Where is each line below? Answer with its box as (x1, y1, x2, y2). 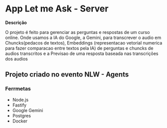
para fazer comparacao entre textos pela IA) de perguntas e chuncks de (5, 45, 154, 51)
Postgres (12, 112, 31, 118)
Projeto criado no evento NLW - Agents (5, 70, 129, 79)
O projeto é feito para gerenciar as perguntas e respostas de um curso (5, 29, 150, 35)
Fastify (12, 102, 26, 108)
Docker (12, 118, 28, 124)
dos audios (5, 55, 28, 61)
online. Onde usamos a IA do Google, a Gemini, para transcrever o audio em (5, 34, 162, 40)
